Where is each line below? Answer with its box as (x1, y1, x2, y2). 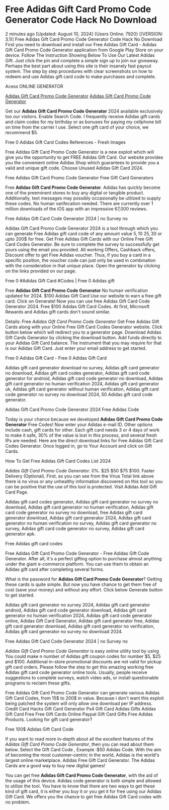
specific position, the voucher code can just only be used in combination (5, 257, 156, 263)
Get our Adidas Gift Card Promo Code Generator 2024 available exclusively (5, 108, 163, 114)
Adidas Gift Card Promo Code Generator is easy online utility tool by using (5, 648, 159, 654)
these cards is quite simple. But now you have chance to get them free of (5, 581, 157, 587)
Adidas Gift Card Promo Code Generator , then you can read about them (5, 741, 154, 747)
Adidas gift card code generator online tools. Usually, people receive (5, 669, 147, 675)
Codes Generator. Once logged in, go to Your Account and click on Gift (5, 443, 152, 449)
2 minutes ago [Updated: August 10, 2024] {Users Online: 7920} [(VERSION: (5, 31, 163, 37)
